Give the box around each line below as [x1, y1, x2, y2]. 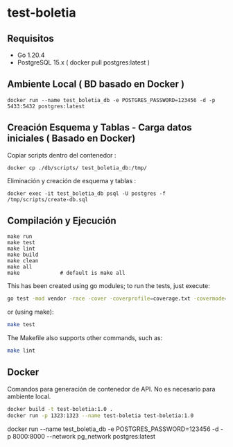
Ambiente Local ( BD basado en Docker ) [7, 78, 185, 90]
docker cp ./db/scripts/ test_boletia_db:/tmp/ [7, 165, 148, 171]
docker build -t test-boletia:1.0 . [7, 405, 113, 412]
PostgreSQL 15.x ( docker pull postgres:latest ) [17, 58, 150, 67]
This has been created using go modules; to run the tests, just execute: [7, 282, 210, 290]
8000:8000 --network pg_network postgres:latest [12, 432, 156, 440]
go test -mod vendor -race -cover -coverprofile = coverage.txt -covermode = [7, 295, 228, 303]
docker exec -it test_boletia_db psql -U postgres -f [7, 189, 166, 197]
